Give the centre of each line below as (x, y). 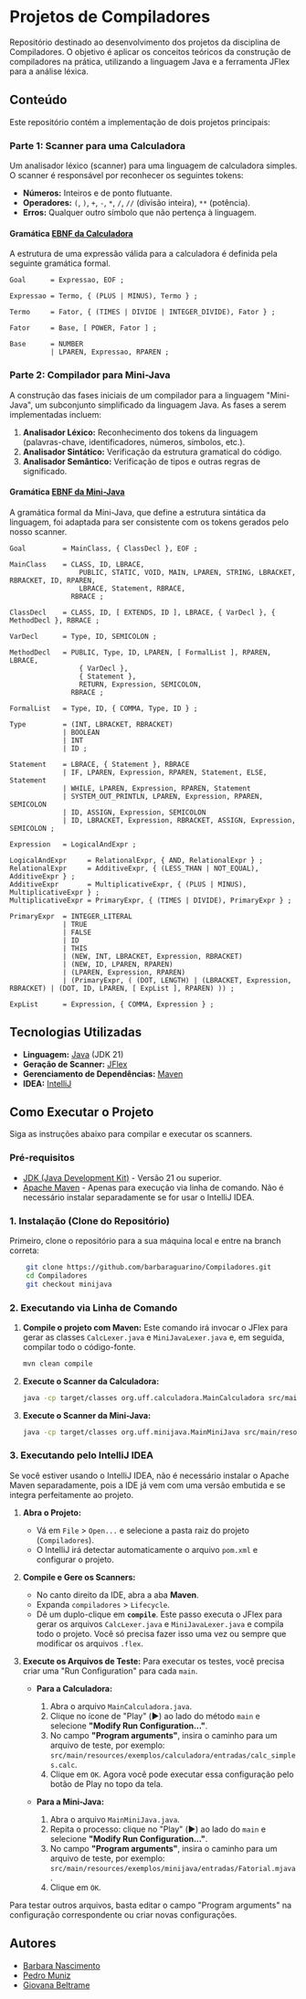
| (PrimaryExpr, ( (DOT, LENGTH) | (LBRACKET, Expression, (177, 980)
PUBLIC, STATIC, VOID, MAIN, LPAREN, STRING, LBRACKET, (188, 572)
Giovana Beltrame (56, 1984)
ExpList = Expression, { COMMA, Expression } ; (112, 1004)
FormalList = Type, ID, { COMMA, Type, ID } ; (104, 708)
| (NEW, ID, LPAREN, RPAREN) (118, 964)
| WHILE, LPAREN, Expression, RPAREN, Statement (157, 788)
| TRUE (75, 924)
